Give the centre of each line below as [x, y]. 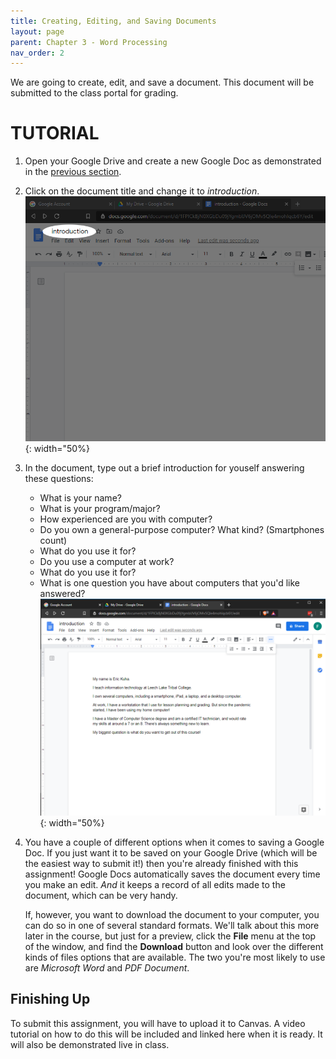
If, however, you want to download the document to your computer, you [172, 914]
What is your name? [80, 498]
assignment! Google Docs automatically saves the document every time [172, 874]
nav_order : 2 [37, 53]
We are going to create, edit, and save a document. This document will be [162, 82]
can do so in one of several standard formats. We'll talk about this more [172, 925]
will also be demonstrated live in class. [90, 1044]
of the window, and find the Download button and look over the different [174, 946]
